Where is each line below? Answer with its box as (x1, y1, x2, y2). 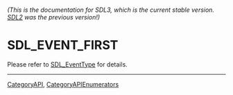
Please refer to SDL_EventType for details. (7, 60, 128, 69)
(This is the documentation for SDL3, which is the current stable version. (7, 6, 215, 14)
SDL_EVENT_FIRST (7, 37, 119, 53)
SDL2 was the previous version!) (7, 12, 101, 21)
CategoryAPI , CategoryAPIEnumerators (7, 80, 119, 88)
